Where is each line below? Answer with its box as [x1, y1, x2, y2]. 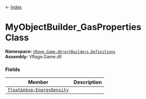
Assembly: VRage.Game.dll [5, 53, 62, 59]
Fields [5, 66, 20, 73]
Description [73, 79, 102, 86]
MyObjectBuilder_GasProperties [5, 22, 142, 33]
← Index [5, 4, 22, 10]
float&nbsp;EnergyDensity [7, 87, 69, 93]
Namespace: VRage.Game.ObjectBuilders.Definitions [5, 48, 116, 54]
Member [28, 79, 49, 86]
